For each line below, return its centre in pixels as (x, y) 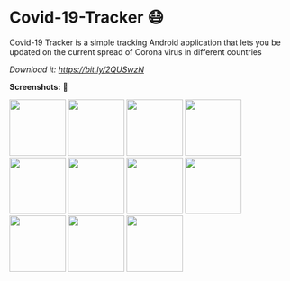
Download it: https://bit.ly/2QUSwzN (77, 69)
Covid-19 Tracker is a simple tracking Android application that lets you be (145, 42)
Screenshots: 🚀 (39, 86)
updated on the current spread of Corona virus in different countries (136, 51)
